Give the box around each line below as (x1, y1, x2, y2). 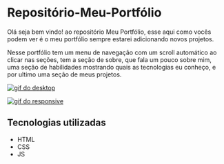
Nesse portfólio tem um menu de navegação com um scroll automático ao (7, 48, 217, 57)
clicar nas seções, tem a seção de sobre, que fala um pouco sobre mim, (7, 55, 212, 63)
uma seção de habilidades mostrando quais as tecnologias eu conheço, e (7, 63, 216, 71)
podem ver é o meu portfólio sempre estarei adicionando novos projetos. (7, 34, 214, 43)
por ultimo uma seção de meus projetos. (7, 70, 122, 79)
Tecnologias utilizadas (7, 117, 106, 129)
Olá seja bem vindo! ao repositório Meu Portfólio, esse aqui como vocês (7, 28, 212, 36)
